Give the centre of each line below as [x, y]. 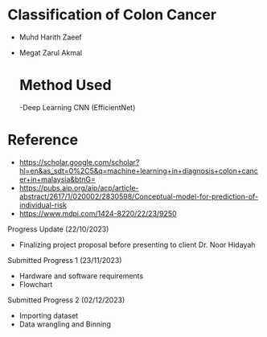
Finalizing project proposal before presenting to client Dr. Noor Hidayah [137, 245]
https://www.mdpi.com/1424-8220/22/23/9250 [98, 213]
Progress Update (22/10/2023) [58, 229]
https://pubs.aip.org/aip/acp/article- [79, 187]
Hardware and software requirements [81, 276]
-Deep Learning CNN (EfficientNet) [77, 107]
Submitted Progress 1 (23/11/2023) [65, 260]
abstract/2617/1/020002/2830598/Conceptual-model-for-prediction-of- [139, 196]
